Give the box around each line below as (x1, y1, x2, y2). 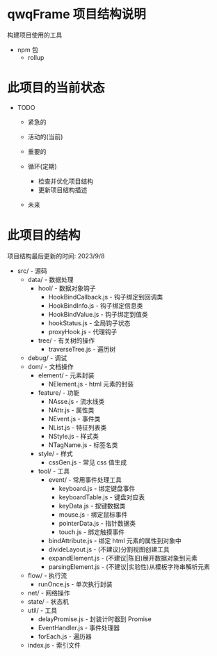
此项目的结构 (7, 228, 81, 244)
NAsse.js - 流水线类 (48, 397, 105, 405)
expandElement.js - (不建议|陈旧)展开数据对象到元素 (48, 554, 198, 562)
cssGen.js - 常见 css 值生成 (48, 458, 127, 467)
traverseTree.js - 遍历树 (48, 345, 116, 353)
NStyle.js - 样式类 (48, 432, 99, 440)
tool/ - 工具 (38, 467, 70, 475)
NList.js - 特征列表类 (48, 423, 107, 432)
